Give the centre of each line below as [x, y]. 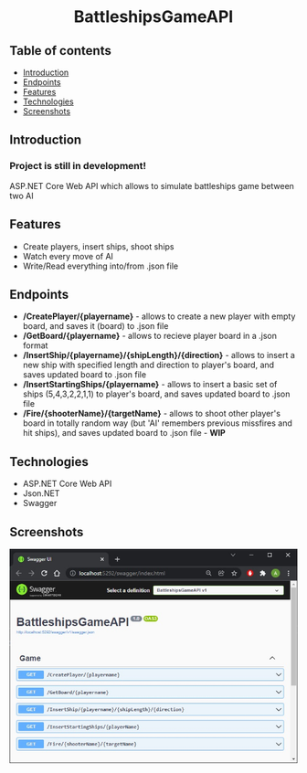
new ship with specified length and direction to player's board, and [148, 365]
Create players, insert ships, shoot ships [98, 246]
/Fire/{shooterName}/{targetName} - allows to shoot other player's [152, 414]
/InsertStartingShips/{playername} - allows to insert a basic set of [150, 385]
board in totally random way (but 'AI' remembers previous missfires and [157, 423]
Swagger [40, 503]
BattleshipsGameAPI [153, 17]
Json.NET [41, 493]
